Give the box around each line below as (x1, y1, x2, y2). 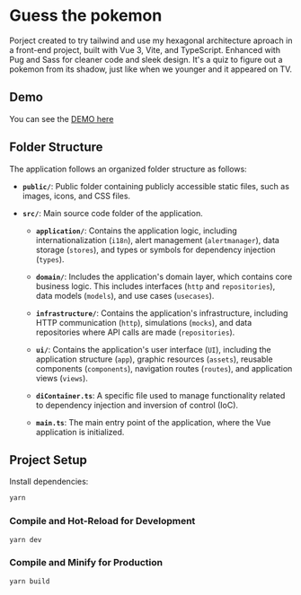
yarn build (9, 576, 50, 586)
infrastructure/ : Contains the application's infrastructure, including (35, 307, 288, 319)
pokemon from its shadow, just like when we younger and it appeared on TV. (9, 64, 293, 74)
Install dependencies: (9, 477, 89, 487)
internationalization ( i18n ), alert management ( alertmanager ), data (35, 234, 280, 245)
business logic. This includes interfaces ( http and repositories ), (35, 280, 276, 292)
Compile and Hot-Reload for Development (9, 515, 196, 528)
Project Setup (9, 452, 88, 468)
